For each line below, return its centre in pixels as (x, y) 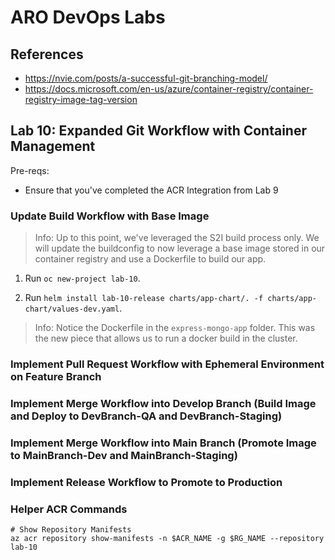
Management (53, 146)
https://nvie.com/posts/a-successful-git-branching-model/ (146, 78)
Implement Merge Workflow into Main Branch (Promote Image (163, 443)
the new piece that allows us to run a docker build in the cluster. (166, 338)
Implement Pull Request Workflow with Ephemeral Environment (167, 364)
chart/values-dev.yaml (72, 309)
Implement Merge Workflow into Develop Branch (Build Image (163, 403)
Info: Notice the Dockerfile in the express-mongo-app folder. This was (175, 328)
